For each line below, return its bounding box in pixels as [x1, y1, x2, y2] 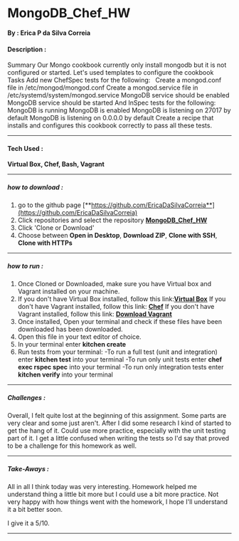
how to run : [7, 261, 44, 270]
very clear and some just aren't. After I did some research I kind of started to [7, 419, 232, 428]
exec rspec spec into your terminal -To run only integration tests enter [17, 363, 224, 372]
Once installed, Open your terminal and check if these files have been [17, 317, 223, 326]
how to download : [7, 183, 64, 191]
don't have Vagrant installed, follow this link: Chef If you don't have [17, 303, 215, 311]
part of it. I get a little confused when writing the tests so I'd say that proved [7, 434, 230, 443]
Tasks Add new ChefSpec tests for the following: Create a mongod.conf [7, 76, 222, 85]
